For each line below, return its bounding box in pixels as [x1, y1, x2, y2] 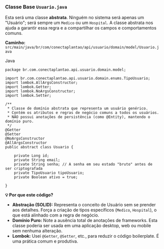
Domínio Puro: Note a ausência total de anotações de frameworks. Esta [12, 218, 158, 223]
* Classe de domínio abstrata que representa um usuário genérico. [7, 106, 148, 111]
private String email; [14, 158, 60, 163]
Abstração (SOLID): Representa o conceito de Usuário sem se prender [12, 202, 156, 208]
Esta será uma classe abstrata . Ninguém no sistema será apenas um [5, 15, 144, 21]
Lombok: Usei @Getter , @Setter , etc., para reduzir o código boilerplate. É [12, 233, 160, 239]
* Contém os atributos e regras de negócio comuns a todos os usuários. [7, 111, 160, 115]
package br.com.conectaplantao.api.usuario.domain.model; [5, 67, 126, 72]
